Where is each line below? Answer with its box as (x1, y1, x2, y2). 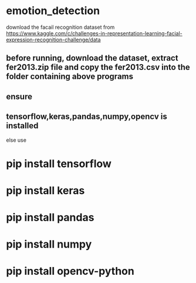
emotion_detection (6, 4, 100, 18)
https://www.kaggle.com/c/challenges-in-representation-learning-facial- (6, 29, 183, 36)
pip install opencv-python (6, 265, 135, 278)
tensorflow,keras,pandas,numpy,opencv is (6, 112, 167, 122)
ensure (6, 91, 32, 101)
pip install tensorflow (6, 157, 111, 170)
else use (6, 136, 26, 144)
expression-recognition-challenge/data (6, 36, 101, 43)
